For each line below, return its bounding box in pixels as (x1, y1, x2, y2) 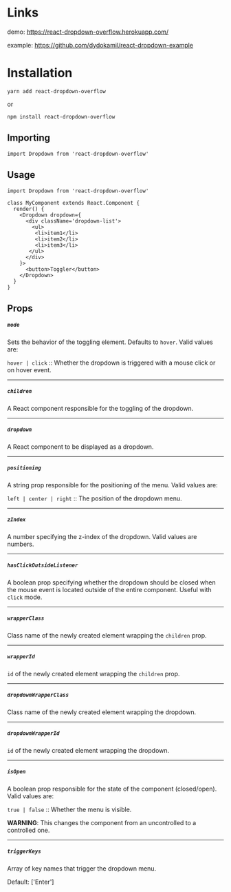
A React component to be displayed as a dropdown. (7, 443, 154, 451)
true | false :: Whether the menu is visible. (7, 805, 132, 813)
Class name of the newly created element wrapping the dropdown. (7, 708, 197, 716)
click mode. (7, 593, 43, 601)
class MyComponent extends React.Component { (7, 199, 140, 206)
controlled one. (7, 826, 50, 834)
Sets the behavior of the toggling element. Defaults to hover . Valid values (7, 338, 213, 346)
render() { (13, 205, 45, 212)
